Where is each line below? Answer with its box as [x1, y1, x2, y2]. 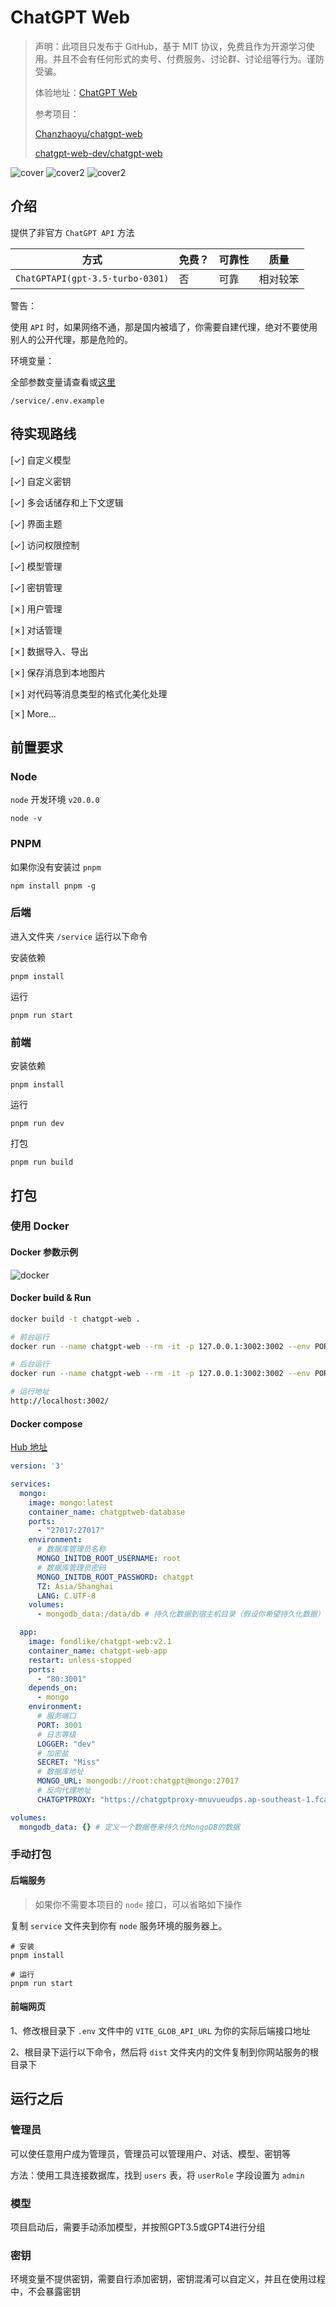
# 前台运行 [10, 1332, 50, 1342]
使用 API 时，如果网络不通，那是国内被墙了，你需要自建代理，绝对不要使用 [10, 321, 318, 333]
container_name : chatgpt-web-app [28, 1646, 168, 1656]
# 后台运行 [10, 1359, 50, 1370]
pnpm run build [10, 1157, 74, 1168]
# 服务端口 [36, 1711, 77, 1721]
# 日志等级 [36, 1729, 77, 1740]
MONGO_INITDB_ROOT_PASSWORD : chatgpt [36, 1572, 195, 1582]
